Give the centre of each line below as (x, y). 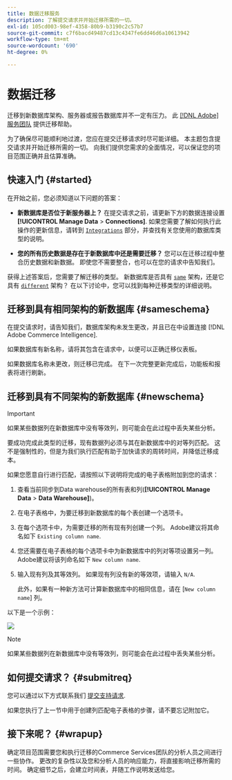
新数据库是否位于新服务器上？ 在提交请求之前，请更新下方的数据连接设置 (121, 213)
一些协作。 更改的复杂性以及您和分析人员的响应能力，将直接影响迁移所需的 (114, 761)
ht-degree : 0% (28, 53)
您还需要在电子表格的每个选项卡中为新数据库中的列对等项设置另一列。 (117, 551)
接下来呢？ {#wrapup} (55, 734)
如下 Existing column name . (62, 536)
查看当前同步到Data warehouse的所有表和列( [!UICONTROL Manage (114, 490)
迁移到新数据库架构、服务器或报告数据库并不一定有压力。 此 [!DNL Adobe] (113, 115)
